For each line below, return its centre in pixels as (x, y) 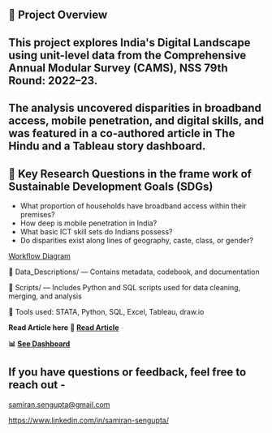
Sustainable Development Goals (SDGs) (111, 186)
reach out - (37, 385)
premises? (37, 214)
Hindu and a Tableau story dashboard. (107, 146)
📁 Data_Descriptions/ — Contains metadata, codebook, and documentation (134, 272)
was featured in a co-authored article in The (122, 133)
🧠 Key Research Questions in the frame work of (130, 174)
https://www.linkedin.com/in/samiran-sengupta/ (89, 420)
